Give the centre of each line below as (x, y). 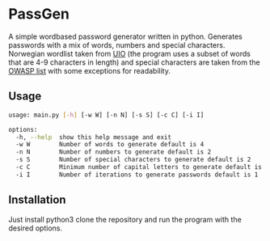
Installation (37, 200)
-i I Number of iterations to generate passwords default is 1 (137, 175)
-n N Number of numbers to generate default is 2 (114, 152)
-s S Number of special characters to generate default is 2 (133, 160)
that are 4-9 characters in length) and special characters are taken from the (134, 62)
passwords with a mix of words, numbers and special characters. (117, 44)
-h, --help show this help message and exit (94, 137)
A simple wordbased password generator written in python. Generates (125, 36)
